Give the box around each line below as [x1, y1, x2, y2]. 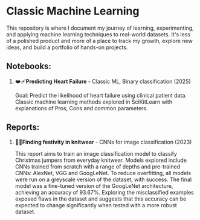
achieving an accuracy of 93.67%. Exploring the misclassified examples [15, 188, 195, 196]
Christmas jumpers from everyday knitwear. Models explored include [15, 156, 187, 164]
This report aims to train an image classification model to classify [15, 150, 177, 157]
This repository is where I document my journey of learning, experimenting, [6, 24, 195, 32]
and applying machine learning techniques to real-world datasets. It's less [6, 30, 191, 38]
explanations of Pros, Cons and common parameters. [15, 104, 148, 112]
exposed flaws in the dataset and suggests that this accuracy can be [15, 195, 187, 202]
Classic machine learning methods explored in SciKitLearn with [15, 98, 173, 105]
